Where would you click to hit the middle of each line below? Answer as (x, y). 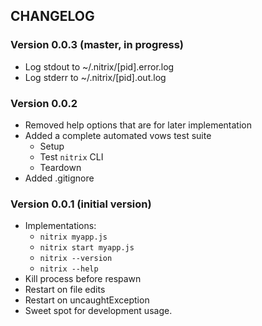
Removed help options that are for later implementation (138, 125)
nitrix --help (69, 269)
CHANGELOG (52, 16)
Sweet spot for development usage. (98, 311)
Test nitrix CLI (71, 156)
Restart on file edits (65, 290)
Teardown (60, 167)
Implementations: (60, 226)
